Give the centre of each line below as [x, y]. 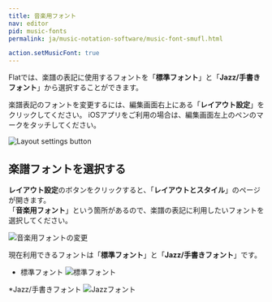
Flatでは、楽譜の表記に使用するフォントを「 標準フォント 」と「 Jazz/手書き [134, 77]
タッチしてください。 [65, 125]
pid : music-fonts [38, 31]
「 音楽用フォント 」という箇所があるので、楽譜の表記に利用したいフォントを [136, 210]
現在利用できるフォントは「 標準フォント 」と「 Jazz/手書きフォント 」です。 [135, 255]
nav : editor [28, 24]
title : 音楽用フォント [43, 16]
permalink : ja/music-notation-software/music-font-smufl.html [116, 39]
